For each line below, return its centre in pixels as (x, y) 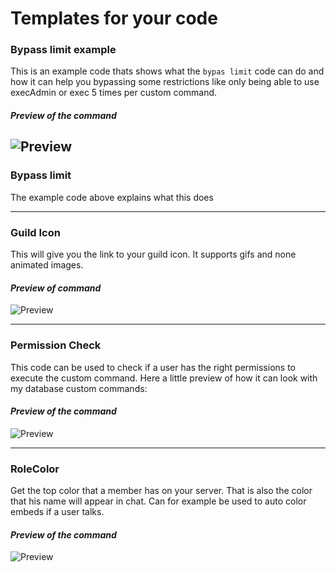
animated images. (47, 265)
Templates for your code (114, 18)
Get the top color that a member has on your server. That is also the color (161, 491)
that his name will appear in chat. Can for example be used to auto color (158, 501)
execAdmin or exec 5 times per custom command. (114, 93)
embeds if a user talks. (57, 512)
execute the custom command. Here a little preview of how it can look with (164, 378)
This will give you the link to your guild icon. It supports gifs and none (153, 254)
